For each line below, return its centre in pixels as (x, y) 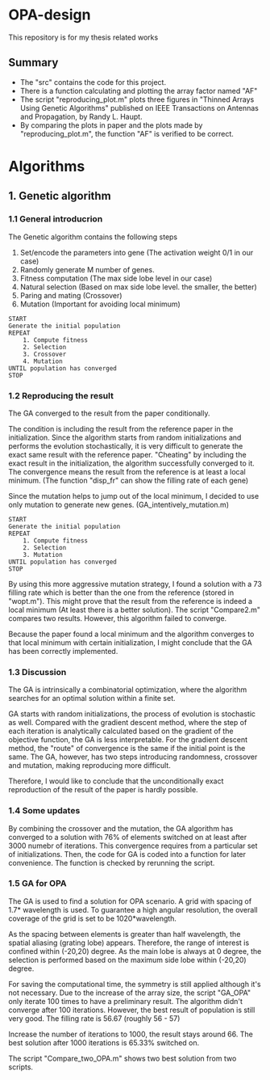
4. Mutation (43, 361)
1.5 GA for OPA (37, 884)
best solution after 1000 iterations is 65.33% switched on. (104, 1042)
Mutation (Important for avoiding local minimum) (100, 304)
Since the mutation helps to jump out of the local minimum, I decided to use (134, 496)
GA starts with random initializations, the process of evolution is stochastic (132, 714)
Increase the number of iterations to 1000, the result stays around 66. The (131, 1034)
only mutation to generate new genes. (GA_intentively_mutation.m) (119, 504)
